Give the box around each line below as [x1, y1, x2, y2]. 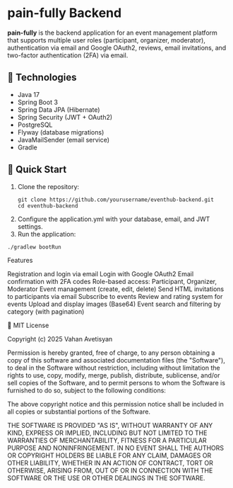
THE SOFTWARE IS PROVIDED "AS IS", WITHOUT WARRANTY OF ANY [7, 421, 213, 429]
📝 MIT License [7, 321, 49, 329]
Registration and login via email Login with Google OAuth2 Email [7, 269, 194, 278]
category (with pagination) [7, 307, 85, 316]
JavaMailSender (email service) [17, 135, 110, 144]
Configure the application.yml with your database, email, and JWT [17, 215, 210, 223]
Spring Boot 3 [17, 98, 59, 106]
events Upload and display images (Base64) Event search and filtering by [7, 300, 221, 308]
